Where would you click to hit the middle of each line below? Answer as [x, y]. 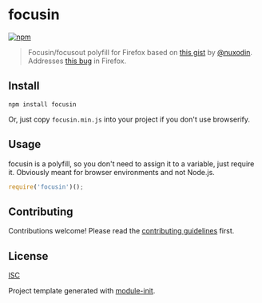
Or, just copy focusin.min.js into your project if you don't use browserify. [129, 119]
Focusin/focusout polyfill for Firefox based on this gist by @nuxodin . [140, 52]
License [28, 256]
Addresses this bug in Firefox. [77, 61]
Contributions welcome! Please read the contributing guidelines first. [121, 231]
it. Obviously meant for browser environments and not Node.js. [112, 172]
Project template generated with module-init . [82, 291]
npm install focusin [43, 104]
